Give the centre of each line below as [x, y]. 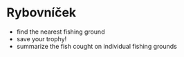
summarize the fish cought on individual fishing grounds [96, 46]
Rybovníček [42, 13]
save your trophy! [42, 38]
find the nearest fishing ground [61, 32]
